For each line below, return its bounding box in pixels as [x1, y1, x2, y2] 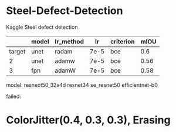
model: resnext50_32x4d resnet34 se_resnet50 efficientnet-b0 [6, 81, 158, 89]
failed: [6, 93, 22, 100]
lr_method [55, 37, 84, 45]
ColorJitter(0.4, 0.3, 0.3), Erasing [6, 113, 171, 127]
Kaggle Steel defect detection [6, 23, 78, 31]
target [9, 47, 26, 55]
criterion [110, 37, 135, 45]
